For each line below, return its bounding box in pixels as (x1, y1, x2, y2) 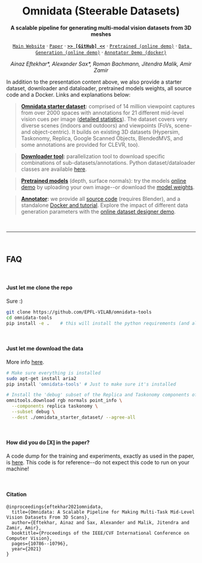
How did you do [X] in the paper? (6, 439, 90, 446)
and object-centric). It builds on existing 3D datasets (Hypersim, (20, 128, 180, 135)
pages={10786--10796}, (11, 541, 69, 547)
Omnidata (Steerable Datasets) (22, 4, 180, 18)
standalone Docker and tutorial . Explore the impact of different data (20, 202, 188, 209)
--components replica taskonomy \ (11, 403, 98, 410)
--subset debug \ (11, 409, 55, 415)
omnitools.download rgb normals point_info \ (6, 398, 122, 404)
